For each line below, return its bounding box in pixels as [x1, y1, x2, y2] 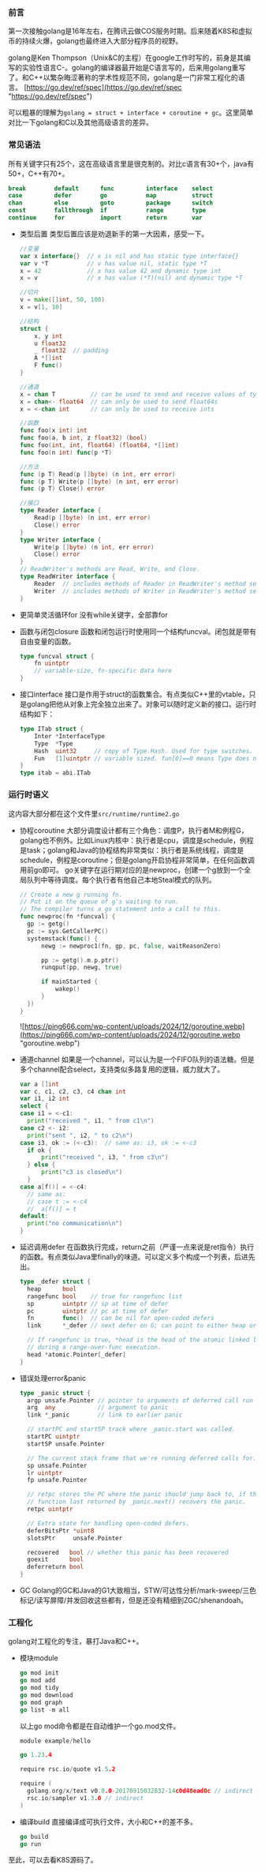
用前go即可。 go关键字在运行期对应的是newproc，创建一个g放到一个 [19, 865, 244, 874]
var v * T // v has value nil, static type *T [19, 259, 207, 268]
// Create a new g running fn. [19, 891, 123, 898]
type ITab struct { [19, 725, 84, 733]
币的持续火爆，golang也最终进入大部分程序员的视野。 [8, 36, 183, 46]
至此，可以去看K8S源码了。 [8, 1855, 99, 1865]
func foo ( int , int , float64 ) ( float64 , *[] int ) [19, 441, 180, 449]
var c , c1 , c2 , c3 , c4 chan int [19, 1087, 126, 1095]
